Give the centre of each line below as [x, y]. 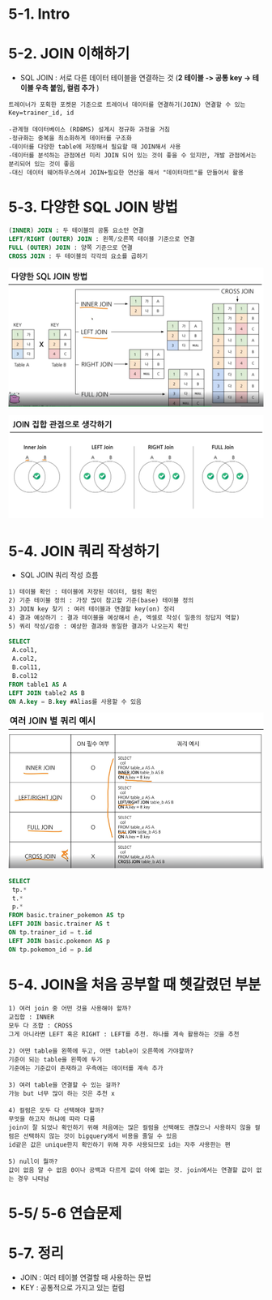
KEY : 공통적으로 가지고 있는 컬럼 [72, 1287]
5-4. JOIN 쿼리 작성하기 [84, 551]
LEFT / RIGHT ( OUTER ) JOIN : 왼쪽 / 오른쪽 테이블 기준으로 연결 [102, 239]
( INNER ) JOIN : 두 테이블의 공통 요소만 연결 [76, 231]
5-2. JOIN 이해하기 [69, 54]
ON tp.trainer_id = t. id [50, 933]
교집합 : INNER [32, 1017]
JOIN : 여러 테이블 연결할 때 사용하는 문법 [85, 1277]
